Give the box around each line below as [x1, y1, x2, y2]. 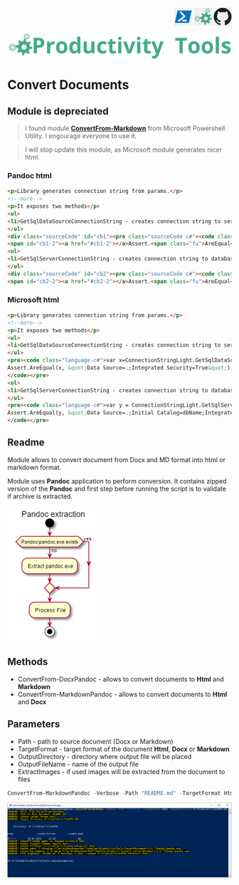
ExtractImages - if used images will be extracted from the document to [17, 767, 225, 776]
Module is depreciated [7, 105, 109, 117]
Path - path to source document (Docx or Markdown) [17, 737, 174, 745]
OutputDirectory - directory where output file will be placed [17, 752, 192, 760]
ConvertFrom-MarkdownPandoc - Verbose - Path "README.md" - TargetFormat [7, 790, 221, 797]
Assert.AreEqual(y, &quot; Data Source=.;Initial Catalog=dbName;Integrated [7, 409, 237, 417]
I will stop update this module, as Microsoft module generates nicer [24, 145, 223, 154]
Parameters [7, 718, 60, 730]
